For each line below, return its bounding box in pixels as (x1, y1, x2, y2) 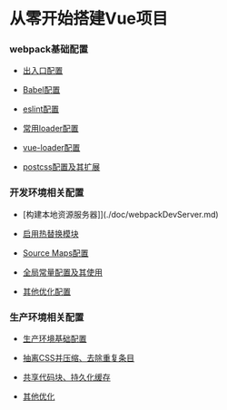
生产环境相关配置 (9, 310, 84, 323)
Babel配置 (22, 84, 61, 95)
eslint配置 (22, 103, 59, 114)
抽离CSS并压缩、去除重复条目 (22, 353, 134, 364)
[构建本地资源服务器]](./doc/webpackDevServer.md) (22, 209, 220, 220)
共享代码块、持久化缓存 (22, 372, 111, 383)
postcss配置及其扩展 (22, 161, 101, 172)
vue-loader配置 (22, 142, 81, 153)
